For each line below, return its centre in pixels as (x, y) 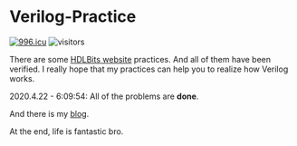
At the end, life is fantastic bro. (67, 131)
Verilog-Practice (73, 17)
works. (22, 78)
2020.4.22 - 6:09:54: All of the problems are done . (104, 96)
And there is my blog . (49, 113)
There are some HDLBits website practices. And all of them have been (140, 59)
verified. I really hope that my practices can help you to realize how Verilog (149, 69)
